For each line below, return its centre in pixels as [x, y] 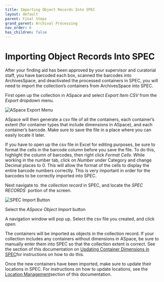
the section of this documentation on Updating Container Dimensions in [77, 249]
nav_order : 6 [18, 28]
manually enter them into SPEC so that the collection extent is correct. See [80, 244]
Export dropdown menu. [30, 100]
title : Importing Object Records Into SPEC [50, 10]
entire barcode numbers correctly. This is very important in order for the [78, 170]
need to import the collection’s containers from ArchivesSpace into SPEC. [79, 86]
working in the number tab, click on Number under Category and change [78, 160]
